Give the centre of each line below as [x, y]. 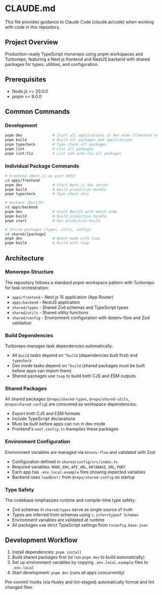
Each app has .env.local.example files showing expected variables [79, 472]
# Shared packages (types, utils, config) [48, 229]
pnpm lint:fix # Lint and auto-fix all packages [63, 153]
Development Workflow [41, 540]
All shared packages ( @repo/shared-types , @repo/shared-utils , [67, 399]
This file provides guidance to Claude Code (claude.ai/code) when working [80, 22]
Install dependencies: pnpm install [47, 552]
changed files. [19, 587]
